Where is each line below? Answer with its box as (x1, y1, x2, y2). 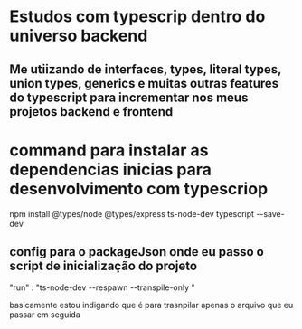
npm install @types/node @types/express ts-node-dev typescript (9, 208, 255, 219)
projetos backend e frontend (9, 104, 174, 119)
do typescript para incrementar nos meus (9, 89, 249, 105)
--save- (256, 208, 285, 219)
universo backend (9, 25, 148, 46)
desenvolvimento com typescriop (9, 178, 269, 199)
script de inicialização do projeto (9, 258, 197, 273)
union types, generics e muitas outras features (9, 75, 279, 91)
